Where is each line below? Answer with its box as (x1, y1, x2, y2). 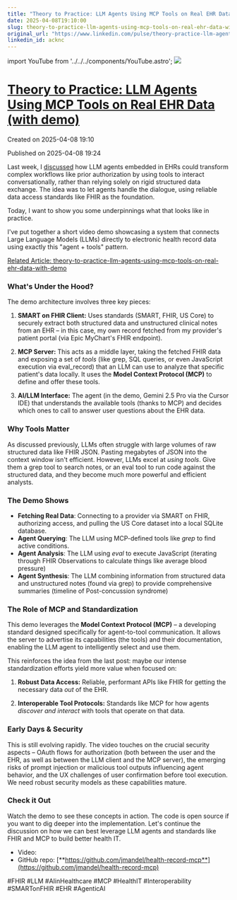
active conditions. (17, 541, 70, 550)
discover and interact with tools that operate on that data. (17, 707, 186, 715)
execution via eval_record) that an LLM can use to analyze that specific (17, 362, 224, 371)
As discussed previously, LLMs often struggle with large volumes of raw (7, 440, 217, 449)
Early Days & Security (7, 725, 83, 734)
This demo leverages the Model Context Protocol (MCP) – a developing (7, 621, 217, 629)
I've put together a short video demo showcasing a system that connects (7, 228, 220, 236)
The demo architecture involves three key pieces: (7, 298, 151, 306)
